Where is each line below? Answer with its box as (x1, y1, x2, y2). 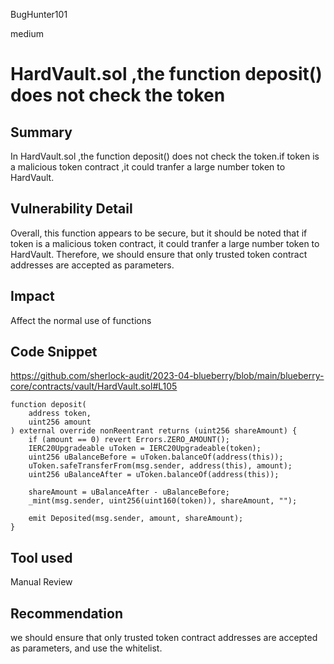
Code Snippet (10, 344, 98, 361)
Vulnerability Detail (10, 200, 133, 218)
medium (10, 28, 44, 39)
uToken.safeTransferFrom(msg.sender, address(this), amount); (28, 461, 293, 471)
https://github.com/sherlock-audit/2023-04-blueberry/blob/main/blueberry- (10, 370, 325, 382)
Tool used (10, 549, 73, 566)
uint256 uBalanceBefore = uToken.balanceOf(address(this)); (28, 452, 284, 463)
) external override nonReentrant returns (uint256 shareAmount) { (10, 426, 298, 436)
